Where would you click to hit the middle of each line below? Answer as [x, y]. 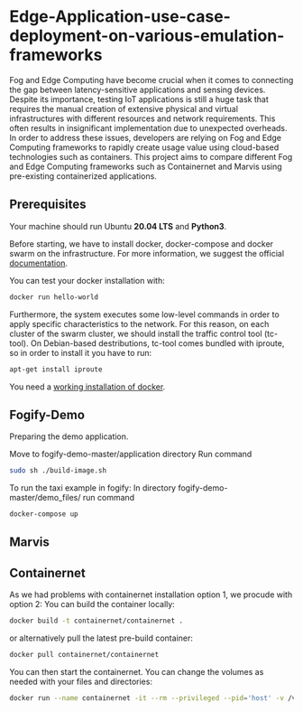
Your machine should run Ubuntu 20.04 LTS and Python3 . [118, 226]
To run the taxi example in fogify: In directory [93, 488]
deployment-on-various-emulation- [147, 36]
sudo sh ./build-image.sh [58, 471]
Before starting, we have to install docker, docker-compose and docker [141, 244]
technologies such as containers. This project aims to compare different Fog [151, 156]
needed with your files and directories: [81, 682]
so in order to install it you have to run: [81, 352]
